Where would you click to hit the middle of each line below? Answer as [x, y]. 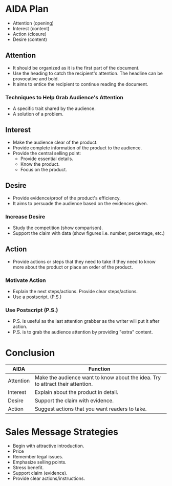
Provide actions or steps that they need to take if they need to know [84, 261]
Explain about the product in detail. [77, 392]
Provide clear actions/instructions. [49, 478]
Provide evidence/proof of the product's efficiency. [67, 198]
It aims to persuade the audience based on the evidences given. [80, 203]
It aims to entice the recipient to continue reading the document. [80, 84]
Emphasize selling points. [39, 462]
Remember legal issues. [38, 457]
